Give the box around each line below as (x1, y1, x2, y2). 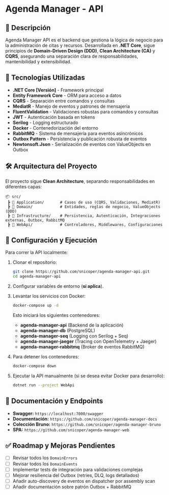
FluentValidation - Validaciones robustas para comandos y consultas (12, 108, 159, 115)
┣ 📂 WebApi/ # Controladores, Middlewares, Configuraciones (7, 222, 163, 227)
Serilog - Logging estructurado (12, 119, 78, 126)
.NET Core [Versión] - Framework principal (12, 87, 104, 93)
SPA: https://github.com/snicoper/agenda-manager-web (12, 427, 130, 433)
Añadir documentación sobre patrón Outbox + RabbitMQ (12, 483, 131, 490)
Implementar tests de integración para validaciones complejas (12, 466, 144, 473)
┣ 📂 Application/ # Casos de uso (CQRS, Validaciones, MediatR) (7, 200, 160, 205)
